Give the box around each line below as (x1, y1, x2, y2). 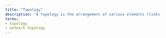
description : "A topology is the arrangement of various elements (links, (5, 12, 163, 17)
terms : (5, 16, 19, 21)
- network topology (5, 26, 45, 31)
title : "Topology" (5, 7, 43, 12)
